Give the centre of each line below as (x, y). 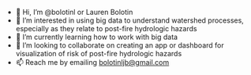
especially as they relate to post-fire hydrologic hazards (106, 29)
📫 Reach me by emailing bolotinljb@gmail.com (92, 62)
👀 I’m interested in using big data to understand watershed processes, (130, 20)
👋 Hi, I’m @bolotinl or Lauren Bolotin (74, 12)
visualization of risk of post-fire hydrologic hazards (99, 54)
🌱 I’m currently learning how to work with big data (97, 37)
